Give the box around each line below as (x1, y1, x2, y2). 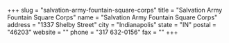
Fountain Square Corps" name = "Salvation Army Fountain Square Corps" (7, 13, 218, 21)
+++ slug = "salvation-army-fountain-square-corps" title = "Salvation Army (7, 6, 223, 14)
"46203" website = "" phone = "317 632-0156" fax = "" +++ (7, 28, 178, 36)
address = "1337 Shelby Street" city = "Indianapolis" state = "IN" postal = (7, 21, 217, 28)
